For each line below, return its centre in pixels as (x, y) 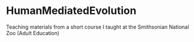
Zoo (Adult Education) (33, 33)
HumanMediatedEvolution (71, 11)
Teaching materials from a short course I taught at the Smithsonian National (98, 27)
